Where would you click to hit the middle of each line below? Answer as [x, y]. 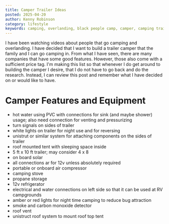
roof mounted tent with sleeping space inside [59, 147]
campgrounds [27, 195]
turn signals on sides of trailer [43, 125]
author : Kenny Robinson [30, 19]
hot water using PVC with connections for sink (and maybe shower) [82, 115]
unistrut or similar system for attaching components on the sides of [82, 136]
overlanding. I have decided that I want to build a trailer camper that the [79, 48]
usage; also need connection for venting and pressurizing [72, 120]
